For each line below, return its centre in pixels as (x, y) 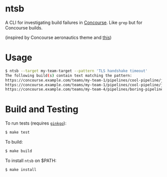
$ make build (19, 151)
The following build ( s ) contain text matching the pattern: (69, 75)
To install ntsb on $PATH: (31, 161)
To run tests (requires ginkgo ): (36, 123)
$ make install (21, 170)
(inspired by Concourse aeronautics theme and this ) (58, 37)
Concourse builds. (24, 27)
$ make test (17, 133)
